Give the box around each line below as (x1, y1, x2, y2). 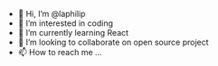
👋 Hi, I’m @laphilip (17, 9, 86, 19)
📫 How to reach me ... (17, 47, 102, 57)
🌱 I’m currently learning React (17, 28, 129, 37)
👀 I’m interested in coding (17, 18, 114, 29)
